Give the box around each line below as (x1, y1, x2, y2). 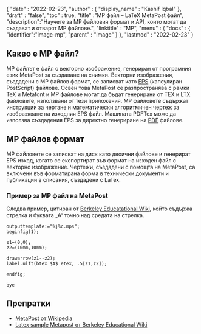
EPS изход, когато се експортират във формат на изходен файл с (6, 156, 176, 164)
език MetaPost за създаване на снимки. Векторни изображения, (6, 71, 174, 78)
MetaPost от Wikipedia (15, 315, 73, 322)
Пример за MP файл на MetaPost (6, 191, 108, 200)
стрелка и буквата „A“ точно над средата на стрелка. (6, 211, 145, 218)
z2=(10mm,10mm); (6, 245, 47, 251)
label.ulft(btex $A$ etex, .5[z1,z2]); (6, 260, 107, 266)
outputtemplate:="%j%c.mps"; (6, 223, 80, 229)
